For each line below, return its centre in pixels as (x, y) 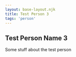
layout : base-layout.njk (30, 9)
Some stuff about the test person (38, 50)
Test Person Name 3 (36, 38)
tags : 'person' (20, 18)
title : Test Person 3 (27, 14)
